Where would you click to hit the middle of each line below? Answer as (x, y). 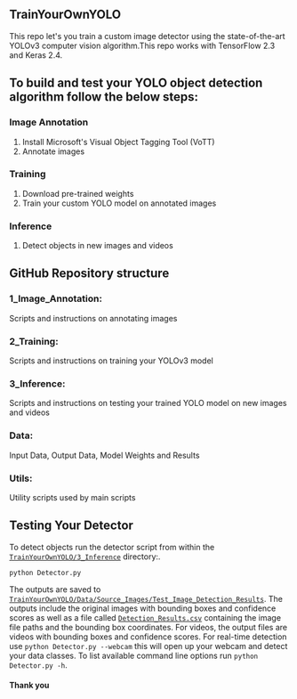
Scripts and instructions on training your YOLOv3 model (111, 361)
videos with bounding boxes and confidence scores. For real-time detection (148, 637)
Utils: (21, 478)
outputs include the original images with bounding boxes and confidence (143, 608)
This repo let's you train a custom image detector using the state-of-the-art (148, 36)
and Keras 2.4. (36, 55)
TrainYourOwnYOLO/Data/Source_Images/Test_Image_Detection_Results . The (146, 598)
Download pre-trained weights (78, 193)
